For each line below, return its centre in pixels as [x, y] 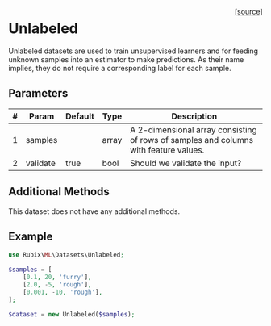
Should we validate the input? [186, 163]
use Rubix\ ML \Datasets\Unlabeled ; [67, 255]
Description [194, 116]
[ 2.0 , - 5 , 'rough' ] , [57, 285]
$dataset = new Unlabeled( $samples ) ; [72, 314]
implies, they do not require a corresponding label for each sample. [120, 68]
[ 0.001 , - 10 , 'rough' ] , [63, 292]
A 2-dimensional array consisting [194, 130]
